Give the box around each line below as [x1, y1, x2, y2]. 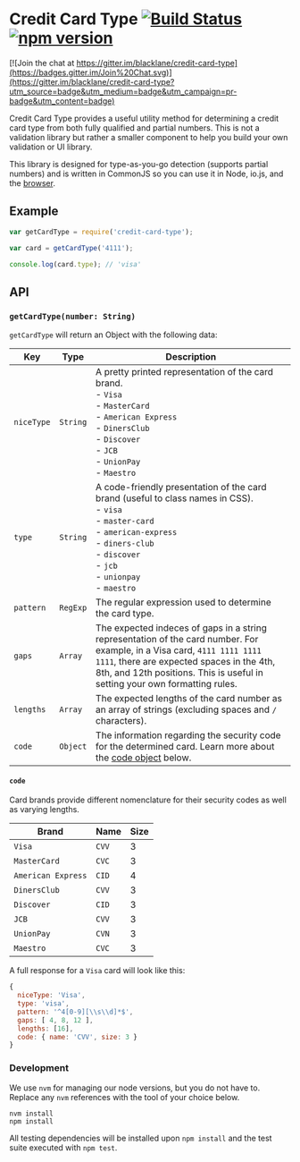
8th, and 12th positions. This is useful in [95, 666, 263, 679]
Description [165, 351, 217, 363]
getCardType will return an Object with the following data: [9, 329, 218, 340]
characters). [95, 715, 147, 727]
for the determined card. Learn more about [95, 741, 275, 753]
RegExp [59, 603, 87, 613]
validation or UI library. [9, 141, 93, 152]
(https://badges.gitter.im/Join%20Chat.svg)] [9, 67, 172, 78]
